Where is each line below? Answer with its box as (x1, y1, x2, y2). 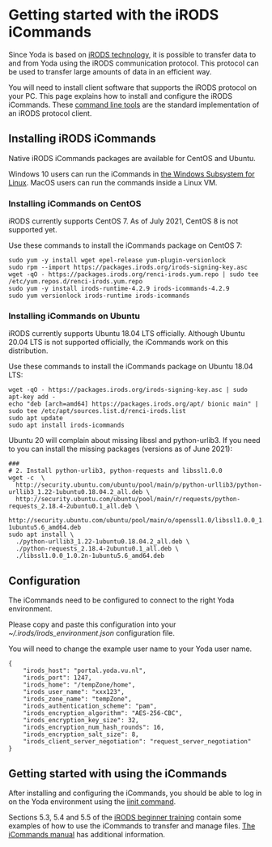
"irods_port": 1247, (23, 674, 92, 682)
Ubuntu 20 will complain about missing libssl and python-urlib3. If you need (8, 436, 261, 445)
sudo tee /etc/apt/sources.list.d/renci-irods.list (8, 407, 186, 415)
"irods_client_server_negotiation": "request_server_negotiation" (23, 738, 252, 746)
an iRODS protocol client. (8, 108, 92, 118)
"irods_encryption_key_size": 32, (23, 717, 139, 725)
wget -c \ (8, 474, 45, 483)
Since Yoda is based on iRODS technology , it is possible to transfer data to (8, 49, 257, 59)
